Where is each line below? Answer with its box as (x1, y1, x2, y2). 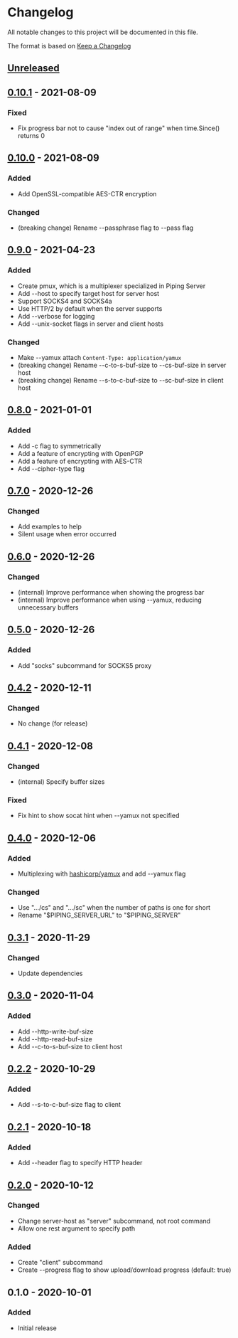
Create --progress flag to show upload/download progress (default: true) (17, 1265, 232, 1274)
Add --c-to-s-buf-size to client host (17, 1042, 123, 1051)
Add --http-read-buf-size (17, 1034, 92, 1043)
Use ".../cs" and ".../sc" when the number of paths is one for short (17, 903, 211, 912)
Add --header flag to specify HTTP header (17, 1159, 143, 1167)
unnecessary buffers (17, 603, 79, 612)
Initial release (17, 1324, 57, 1332)
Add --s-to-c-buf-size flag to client (17, 1100, 121, 1109)
